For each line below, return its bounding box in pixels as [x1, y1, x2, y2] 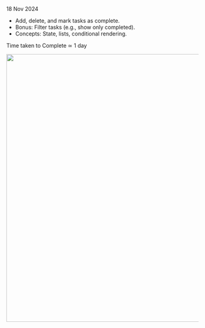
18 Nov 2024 [6, 6, 38, 12]
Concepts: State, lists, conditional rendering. [15, 30, 127, 37]
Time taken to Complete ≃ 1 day [6, 42, 87, 49]
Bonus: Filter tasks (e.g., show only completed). [15, 24, 135, 31]
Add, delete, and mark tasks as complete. [15, 17, 120, 24]
